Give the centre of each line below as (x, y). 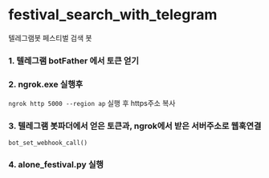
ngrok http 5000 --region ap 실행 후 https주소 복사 (92, 103)
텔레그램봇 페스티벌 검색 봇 (50, 38)
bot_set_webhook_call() (48, 143)
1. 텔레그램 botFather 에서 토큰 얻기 (73, 60)
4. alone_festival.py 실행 (56, 164)
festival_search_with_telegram (113, 15)
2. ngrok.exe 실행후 (46, 84)
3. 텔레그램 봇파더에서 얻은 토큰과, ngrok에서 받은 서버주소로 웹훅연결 (135, 126)
